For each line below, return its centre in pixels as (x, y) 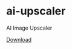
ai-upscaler (36, 11)
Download (19, 39)
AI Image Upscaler (29, 28)
